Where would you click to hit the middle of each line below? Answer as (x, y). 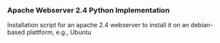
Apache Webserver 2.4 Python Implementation (88, 10)
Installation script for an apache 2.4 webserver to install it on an (98, 25)
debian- (202, 25)
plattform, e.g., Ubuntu (59, 32)
